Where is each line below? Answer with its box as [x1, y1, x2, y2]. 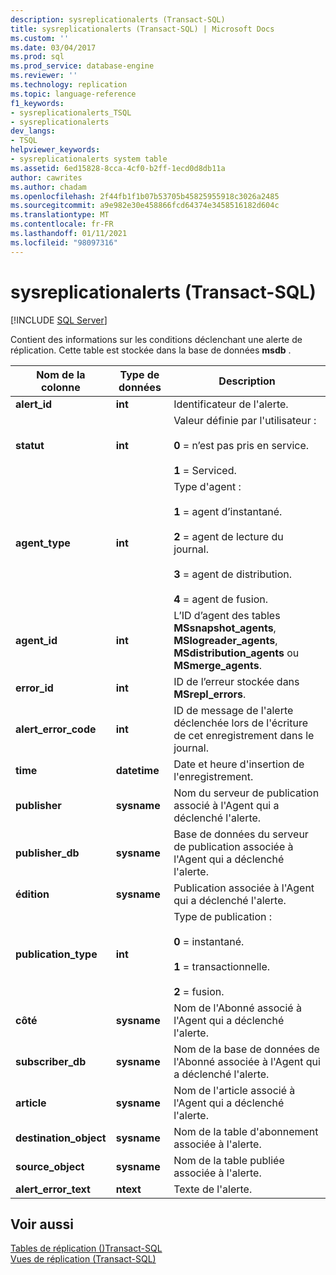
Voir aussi [10, 1216, 74, 1233]
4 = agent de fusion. [173, 592, 269, 606]
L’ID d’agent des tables [173, 608, 281, 622]
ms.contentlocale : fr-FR [10, 219, 114, 230]
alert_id [15, 397, 53, 411]
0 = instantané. [173, 934, 245, 948]
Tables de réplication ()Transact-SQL [10, 1242, 163, 1255]
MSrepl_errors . [173, 687, 247, 701]
